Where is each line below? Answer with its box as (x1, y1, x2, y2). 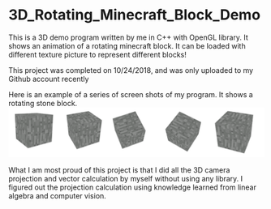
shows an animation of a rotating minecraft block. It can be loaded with (8, 41, 246, 50)
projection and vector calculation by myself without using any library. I (8, 174, 243, 184)
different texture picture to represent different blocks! (8, 49, 187, 59)
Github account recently (8, 74, 89, 83)
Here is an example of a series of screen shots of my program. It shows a (8, 89, 253, 99)
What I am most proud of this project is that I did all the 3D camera (8, 165, 230, 175)
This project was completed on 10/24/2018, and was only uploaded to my (8, 65, 254, 75)
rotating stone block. (8, 98, 78, 108)
